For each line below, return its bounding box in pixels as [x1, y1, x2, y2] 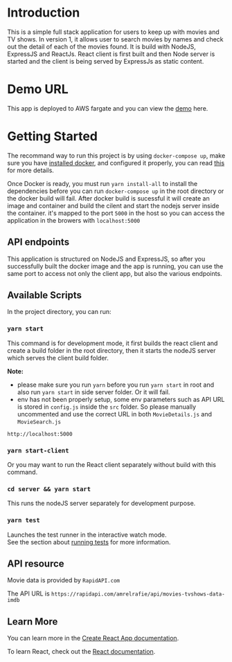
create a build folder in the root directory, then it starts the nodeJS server [7, 346, 216, 354]
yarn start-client [7, 446, 69, 454]
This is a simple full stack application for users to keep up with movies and [7, 28, 220, 36]
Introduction [7, 5, 80, 21]
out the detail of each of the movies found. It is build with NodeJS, [7, 42, 196, 50]
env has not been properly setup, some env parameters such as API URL [17, 395, 225, 403]
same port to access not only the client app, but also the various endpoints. [7, 269, 223, 277]
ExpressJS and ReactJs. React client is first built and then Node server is [7, 50, 215, 58]
